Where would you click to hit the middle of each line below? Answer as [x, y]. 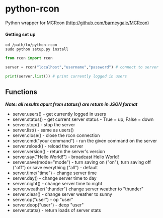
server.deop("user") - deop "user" [48, 205]
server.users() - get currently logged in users [59, 114]
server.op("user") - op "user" [43, 199]
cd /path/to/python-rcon [31, 45]
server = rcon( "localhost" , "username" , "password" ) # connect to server [82, 67]
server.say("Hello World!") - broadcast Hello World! [66, 157]
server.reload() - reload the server [48, 146]
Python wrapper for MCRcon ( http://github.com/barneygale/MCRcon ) [77, 23]
